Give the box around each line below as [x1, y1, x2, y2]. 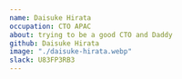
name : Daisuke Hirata [9, 13, 92, 23]
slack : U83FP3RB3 [9, 55, 76, 64]
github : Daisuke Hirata [9, 38, 100, 48]
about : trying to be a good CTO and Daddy [9, 30, 173, 39]
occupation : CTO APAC [9, 22, 92, 31]
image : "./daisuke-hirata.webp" [9, 47, 132, 56]
